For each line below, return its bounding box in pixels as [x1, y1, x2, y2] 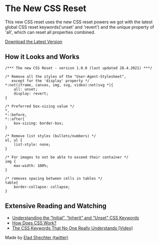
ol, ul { [5, 138, 23, 143]
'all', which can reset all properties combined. [5, 29, 96, 35]
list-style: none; [14, 142, 51, 147]
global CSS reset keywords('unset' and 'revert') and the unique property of [5, 24, 155, 30]
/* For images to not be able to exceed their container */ [5, 155, 129, 160]
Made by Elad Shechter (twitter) [5, 234, 69, 240]
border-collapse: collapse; [14, 184, 70, 189]
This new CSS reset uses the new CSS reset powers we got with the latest [5, 19, 153, 25]
